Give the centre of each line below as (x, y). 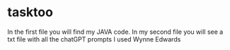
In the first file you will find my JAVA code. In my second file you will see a (115, 32)
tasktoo (30, 12)
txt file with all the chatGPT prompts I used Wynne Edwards (94, 39)
